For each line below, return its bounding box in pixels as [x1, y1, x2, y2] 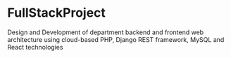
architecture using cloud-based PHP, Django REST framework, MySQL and [7, 35, 225, 43]
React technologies [7, 43, 63, 51]
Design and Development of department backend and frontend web [7, 28, 204, 36]
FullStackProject [7, 5, 106, 21]
